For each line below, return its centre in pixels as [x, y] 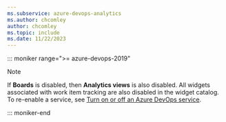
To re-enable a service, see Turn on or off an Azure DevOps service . [104, 99]
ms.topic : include [33, 33]
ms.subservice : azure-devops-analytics [64, 13]
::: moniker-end [29, 113]
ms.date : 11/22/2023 [37, 39]
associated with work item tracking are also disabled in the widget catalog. [113, 93]
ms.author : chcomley [37, 20]
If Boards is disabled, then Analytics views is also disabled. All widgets [109, 85]
